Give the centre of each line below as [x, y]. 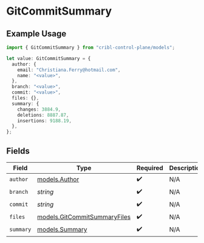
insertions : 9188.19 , [44, 121]
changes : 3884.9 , [39, 109]
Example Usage [36, 34]
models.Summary [62, 230]
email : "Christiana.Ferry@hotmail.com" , [69, 70]
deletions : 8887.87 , [43, 115]
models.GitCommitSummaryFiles [84, 217]
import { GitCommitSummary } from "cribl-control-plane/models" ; [90, 47]
